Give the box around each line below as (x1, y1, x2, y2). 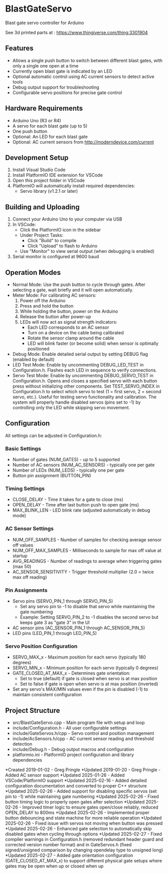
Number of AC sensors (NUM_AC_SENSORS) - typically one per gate (12, 462, 155, 468)
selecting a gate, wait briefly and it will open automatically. (12, 287, 134, 293)
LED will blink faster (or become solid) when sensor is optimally (27, 340, 159, 346)
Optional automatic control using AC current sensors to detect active (12, 74, 154, 80)
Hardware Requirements (5, 104, 83, 113)
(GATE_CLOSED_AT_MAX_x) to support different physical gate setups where (5, 858, 162, 864)
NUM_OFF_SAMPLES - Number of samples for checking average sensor (12, 537, 162, 543)
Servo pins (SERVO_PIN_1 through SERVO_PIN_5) (12, 598, 113, 604)
